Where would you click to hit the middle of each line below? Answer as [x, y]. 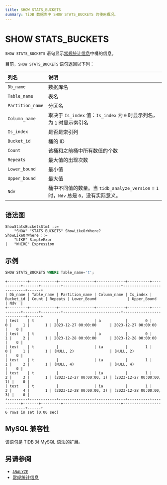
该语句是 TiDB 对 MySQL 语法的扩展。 [44, 442]
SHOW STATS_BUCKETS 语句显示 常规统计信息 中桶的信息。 [61, 53]
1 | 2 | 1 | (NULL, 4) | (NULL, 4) [70, 364]
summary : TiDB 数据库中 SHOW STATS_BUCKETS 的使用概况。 [62, 14]
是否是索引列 [63, 132]
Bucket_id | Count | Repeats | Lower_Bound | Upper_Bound [81, 299]
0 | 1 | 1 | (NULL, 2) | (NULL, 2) [70, 351]
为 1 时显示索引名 [68, 123]
